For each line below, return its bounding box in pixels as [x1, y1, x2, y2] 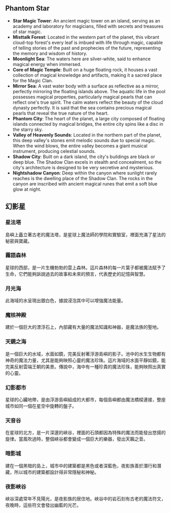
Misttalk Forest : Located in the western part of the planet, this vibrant [12, 34, 159, 40]
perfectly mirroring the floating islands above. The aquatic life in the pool [12, 88, 165, 94]
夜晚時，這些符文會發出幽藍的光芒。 [5, 502, 81, 508]
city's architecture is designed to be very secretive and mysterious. [12, 164, 154, 170]
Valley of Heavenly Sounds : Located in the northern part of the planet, [12, 131, 162, 138]
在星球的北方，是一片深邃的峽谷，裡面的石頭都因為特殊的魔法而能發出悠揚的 [5, 430, 166, 436]
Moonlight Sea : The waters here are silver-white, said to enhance [12, 56, 151, 62]
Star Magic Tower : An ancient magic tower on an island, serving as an [12, 17, 160, 24]
